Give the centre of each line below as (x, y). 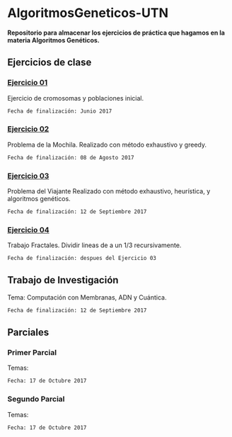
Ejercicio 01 (28, 83)
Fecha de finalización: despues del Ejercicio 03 (82, 259)
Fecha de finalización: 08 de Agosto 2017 (71, 157)
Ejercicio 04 (28, 229)
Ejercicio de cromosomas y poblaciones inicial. (75, 98)
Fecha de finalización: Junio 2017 (60, 111)
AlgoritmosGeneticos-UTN (88, 13)
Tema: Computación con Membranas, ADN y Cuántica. (87, 297)
